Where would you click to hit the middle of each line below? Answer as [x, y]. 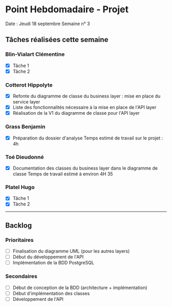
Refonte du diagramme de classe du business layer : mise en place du [87, 96]
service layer [26, 102]
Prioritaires [20, 240]
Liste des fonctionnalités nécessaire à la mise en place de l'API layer [84, 107]
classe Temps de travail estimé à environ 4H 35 [63, 174]
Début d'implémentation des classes [51, 293]
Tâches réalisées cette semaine [57, 40]
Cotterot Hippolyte [29, 85]
